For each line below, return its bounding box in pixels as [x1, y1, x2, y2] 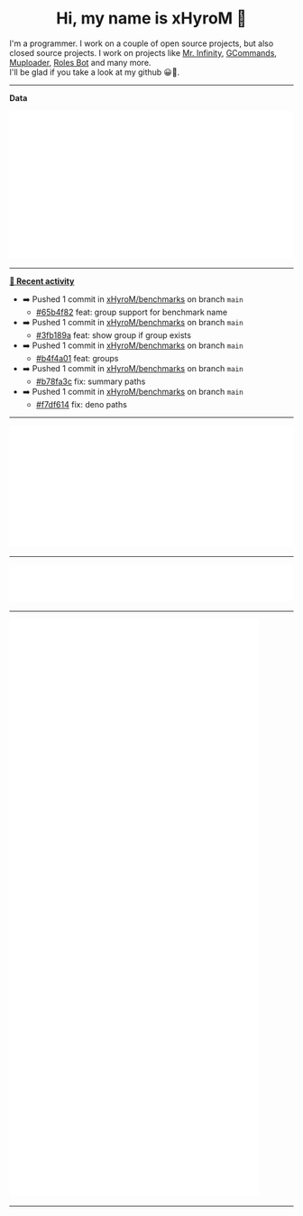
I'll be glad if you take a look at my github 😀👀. [9, 67, 180, 78]
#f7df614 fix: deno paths [35, 399, 128, 410]
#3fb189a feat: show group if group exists [35, 330, 192, 341]
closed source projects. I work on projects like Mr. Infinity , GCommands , [9, 47, 278, 58]
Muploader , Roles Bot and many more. [9, 57, 151, 68]
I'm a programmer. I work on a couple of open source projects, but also [9, 38, 274, 49]
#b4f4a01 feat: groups [35, 353, 119, 364]
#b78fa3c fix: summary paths [35, 376, 146, 387]
